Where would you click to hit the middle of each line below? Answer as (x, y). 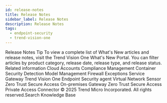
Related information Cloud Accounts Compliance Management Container (81, 68)
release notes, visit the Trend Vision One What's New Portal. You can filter (82, 57)
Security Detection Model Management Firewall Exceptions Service (75, 73)
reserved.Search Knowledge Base (40, 95)
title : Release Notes (28, 15)
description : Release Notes (35, 24)
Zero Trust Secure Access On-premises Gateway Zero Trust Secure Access (83, 84)
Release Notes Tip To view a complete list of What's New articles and (77, 52)
